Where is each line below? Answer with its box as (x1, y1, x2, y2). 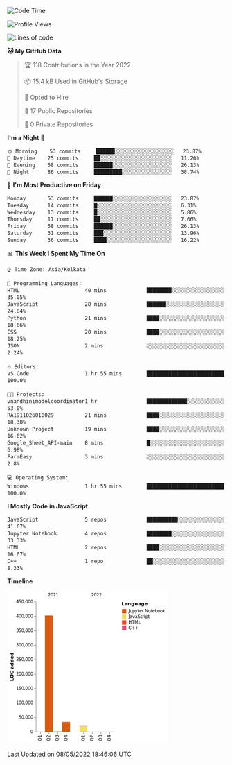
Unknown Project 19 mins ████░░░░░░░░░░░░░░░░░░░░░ (7, 426, 225, 433)
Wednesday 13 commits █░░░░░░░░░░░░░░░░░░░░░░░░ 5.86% (7, 209, 197, 216)
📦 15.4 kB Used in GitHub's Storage (24, 77, 128, 85)
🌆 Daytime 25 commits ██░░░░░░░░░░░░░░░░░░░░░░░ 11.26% (7, 155, 199, 162)
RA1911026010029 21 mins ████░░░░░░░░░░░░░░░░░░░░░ (7, 412, 225, 419)
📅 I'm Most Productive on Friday (7, 181, 102, 189)
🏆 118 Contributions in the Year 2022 (24, 61, 132, 69)
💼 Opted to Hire (24, 94, 69, 101)
